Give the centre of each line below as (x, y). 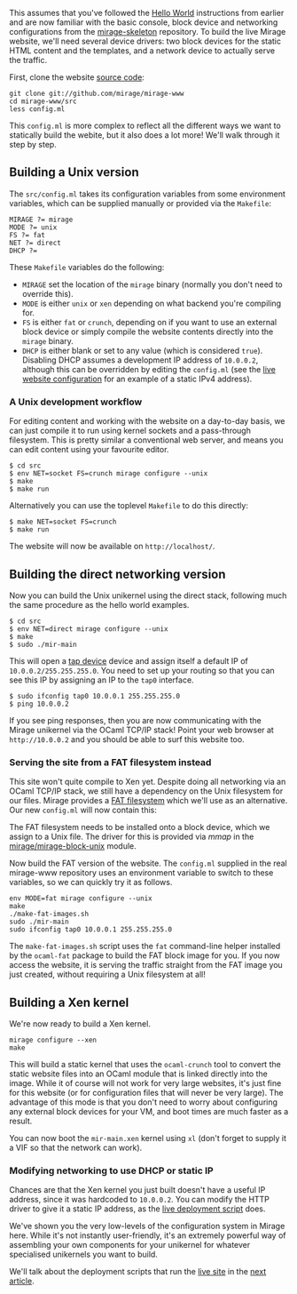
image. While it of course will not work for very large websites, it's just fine (145, 1083)
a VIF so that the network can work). (76, 1148)
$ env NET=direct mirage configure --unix (89, 629)
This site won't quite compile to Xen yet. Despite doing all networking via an (148, 782)
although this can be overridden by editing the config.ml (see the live (149, 369)
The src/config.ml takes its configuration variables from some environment (147, 194)
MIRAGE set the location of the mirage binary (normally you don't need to (152, 284)
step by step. (33, 144)
